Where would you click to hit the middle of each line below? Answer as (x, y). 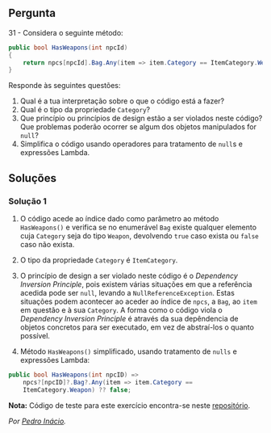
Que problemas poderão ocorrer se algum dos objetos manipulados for (138, 127)
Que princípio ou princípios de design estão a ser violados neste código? (141, 118)
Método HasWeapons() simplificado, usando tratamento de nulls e (129, 351)
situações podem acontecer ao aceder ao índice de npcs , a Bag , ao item (139, 301)
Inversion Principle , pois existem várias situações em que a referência (136, 284)
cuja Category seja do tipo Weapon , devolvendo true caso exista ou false (140, 236)
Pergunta (32, 13)
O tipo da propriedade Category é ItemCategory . (99, 260)
